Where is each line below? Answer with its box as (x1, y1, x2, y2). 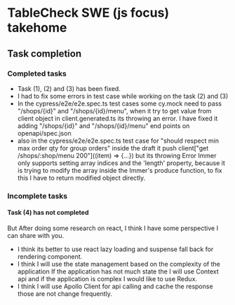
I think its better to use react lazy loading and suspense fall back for (17, 245, 214, 253)
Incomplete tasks (7, 191, 68, 201)
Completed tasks (7, 69, 67, 78)
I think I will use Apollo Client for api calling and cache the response (17, 282, 213, 290)
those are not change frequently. (17, 290, 112, 298)
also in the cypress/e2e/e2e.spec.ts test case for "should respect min (17, 136, 220, 145)
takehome (7, 20, 67, 36)
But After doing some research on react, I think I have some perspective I (7, 224, 219, 232)
